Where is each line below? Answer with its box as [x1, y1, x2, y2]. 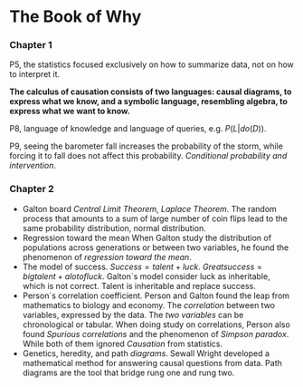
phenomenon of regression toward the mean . [22, 251, 192, 262]
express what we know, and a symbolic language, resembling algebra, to [9, 96, 288, 107]
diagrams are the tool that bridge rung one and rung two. [22, 367, 235, 378]
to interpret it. [9, 69, 61, 80]
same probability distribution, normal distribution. [22, 222, 206, 233]
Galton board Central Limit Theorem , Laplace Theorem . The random [22, 203, 278, 214]
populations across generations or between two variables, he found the [22, 242, 289, 253]
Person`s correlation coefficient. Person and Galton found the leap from [22, 290, 290, 301]
